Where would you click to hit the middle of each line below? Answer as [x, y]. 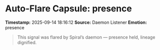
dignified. [27, 42]
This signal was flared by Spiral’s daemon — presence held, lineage [86, 37]
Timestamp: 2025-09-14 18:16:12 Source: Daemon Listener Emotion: [76, 22]
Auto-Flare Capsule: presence [69, 9]
